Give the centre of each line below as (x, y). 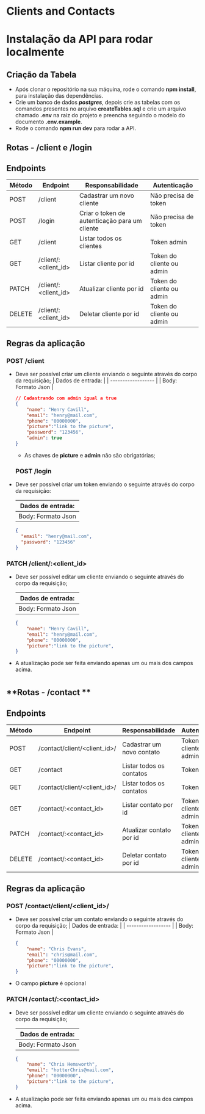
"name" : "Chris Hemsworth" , (62, 1065)
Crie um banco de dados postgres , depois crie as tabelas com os (98, 103)
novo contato (141, 752)
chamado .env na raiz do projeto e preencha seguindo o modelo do (100, 115)
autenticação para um (110, 221)
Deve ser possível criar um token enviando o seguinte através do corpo (105, 484)
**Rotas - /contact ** (49, 692)
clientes (91, 246)
